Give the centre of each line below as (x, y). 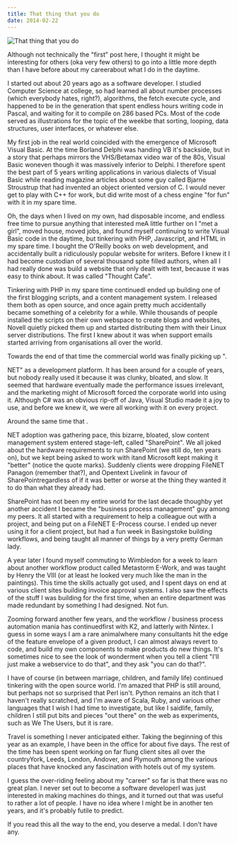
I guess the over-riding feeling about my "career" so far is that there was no (117, 780)
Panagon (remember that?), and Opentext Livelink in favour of (97, 472)
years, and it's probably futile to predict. (65, 810)
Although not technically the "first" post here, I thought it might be (104, 55)
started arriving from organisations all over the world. (85, 342)
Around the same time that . (48, 421)
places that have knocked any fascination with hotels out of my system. (111, 767)
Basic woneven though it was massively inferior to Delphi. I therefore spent (116, 164)
